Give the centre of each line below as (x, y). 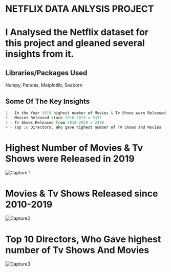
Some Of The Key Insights (48, 101)
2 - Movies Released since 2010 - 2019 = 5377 (54, 118)
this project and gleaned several (75, 43)
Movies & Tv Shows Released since (82, 194)
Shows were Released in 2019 (70, 158)
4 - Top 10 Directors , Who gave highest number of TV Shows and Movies (83, 127)
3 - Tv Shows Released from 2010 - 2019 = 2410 (55, 122)
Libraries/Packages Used (46, 73)
